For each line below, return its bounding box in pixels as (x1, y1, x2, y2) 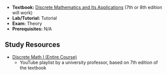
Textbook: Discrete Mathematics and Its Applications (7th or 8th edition (12, 5, 162, 10)
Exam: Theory (12, 20, 43, 26)
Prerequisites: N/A (12, 26, 52, 32)
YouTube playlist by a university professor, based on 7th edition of (19, 59, 158, 65)
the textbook (19, 64, 47, 70)
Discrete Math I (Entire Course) (12, 54, 77, 60)
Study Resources (5, 41, 60, 49)
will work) (12, 10, 33, 16)
